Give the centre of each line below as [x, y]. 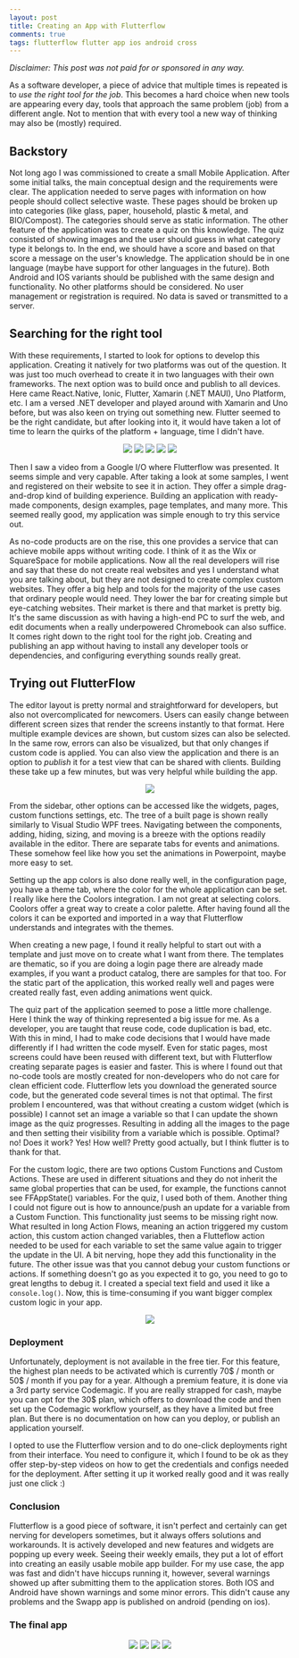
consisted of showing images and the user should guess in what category [145, 240]
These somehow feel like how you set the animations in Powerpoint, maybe [148, 853]
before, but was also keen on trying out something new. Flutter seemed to [145, 412]
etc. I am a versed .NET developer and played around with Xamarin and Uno [149, 402]
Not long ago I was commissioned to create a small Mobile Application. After [149, 173]
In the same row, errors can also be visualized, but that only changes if [139, 743]
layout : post [33, 17]
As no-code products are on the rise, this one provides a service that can [144, 541]
